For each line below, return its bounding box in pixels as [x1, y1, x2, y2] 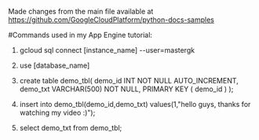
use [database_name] [19, 61, 90, 70]
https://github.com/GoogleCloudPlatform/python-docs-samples [8, 15, 214, 24]
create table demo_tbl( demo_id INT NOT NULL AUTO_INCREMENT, [19, 76, 239, 85]
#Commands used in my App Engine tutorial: [8, 31, 153, 39]
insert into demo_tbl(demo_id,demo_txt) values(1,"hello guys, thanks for [19, 100, 251, 109]
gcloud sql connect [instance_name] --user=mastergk [19, 46, 195, 54]
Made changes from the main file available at [8, 7, 154, 16]
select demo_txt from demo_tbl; [19, 123, 122, 132]
